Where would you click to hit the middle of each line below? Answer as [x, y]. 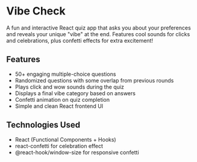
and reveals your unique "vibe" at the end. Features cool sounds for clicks [98, 34]
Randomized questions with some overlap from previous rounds [94, 80]
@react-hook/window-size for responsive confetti [77, 152]
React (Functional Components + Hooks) [65, 139]
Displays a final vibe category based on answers [75, 93]
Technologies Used [43, 125]
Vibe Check [36, 11]
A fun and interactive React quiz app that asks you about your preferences [98, 28]
